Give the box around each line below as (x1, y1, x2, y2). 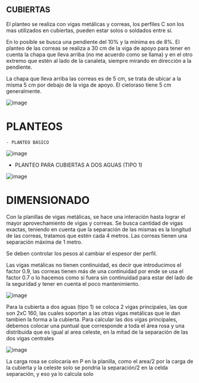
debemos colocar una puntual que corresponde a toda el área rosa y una (6, 322, 185, 329)
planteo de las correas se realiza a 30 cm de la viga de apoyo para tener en (6, 44, 191, 52)
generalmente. (6, 87, 42, 94)
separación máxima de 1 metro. (6, 238, 83, 245)
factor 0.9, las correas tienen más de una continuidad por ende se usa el (6, 267, 184, 275)
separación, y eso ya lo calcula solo (6, 370, 94, 377)
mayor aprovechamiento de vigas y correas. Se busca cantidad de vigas (6, 219, 183, 226)
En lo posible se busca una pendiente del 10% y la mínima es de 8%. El (6, 38, 180, 45)
